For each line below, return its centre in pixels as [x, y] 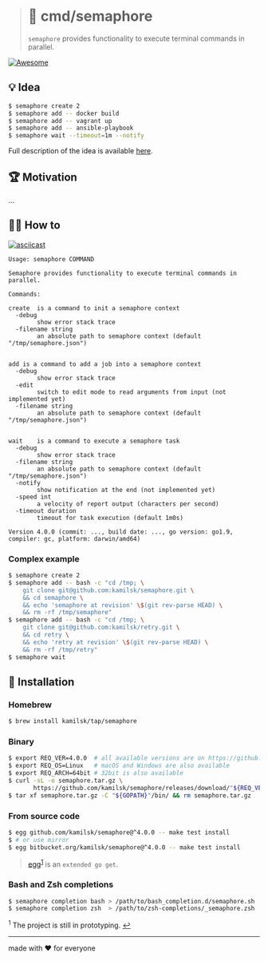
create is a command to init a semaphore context [94, 308]
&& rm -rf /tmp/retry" [60, 649]
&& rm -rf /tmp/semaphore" [67, 613]
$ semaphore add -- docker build [64, 113]
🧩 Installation [41, 682]
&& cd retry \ [46, 635]
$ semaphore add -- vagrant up [60, 121]
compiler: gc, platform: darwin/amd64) [75, 538]
